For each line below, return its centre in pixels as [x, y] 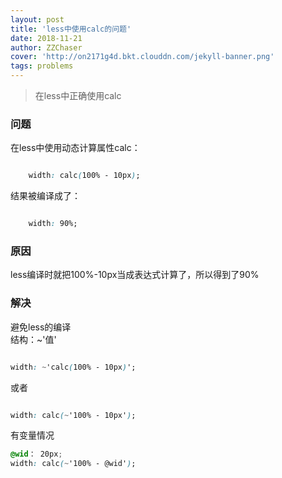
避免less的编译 [41, 327]
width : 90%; [53, 224]
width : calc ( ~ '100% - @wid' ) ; [73, 464]
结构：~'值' [33, 339]
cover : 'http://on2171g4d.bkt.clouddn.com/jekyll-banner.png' [142, 57]
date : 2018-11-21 [46, 38]
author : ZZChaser [46, 47]
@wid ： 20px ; [36, 454]
